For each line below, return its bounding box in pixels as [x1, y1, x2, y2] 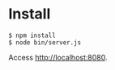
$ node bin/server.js [8, 38, 82, 47]
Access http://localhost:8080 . [8, 52, 108, 62]
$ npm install [8, 31, 57, 39]
